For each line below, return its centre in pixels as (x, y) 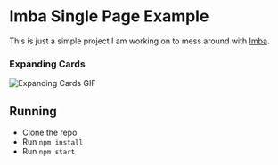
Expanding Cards (48, 64)
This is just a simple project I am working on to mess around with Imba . (139, 41)
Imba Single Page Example (109, 16)
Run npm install (53, 142)
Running (33, 111)
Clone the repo (49, 133)
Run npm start (49, 152)
